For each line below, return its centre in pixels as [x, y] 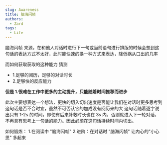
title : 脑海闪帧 [20, 14]
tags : [11, 28]
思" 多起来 [16, 138]
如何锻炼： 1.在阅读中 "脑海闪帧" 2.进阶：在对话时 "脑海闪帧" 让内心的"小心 [82, 131]
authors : [14, 19]
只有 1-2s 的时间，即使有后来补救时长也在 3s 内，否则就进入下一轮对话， [84, 114]
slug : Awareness [22, 10]
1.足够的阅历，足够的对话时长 [42, 75]
